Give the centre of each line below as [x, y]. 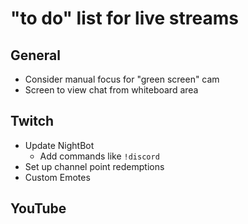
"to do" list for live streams [124, 18]
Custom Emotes [57, 177]
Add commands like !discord [99, 156]
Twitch [32, 121]
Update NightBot [59, 145]
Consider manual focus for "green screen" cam [122, 79]
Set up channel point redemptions [94, 166]
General [36, 55]
